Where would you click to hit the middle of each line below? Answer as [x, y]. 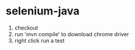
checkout [26, 28]
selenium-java [43, 11]
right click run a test [40, 40]
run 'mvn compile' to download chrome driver [71, 34]
